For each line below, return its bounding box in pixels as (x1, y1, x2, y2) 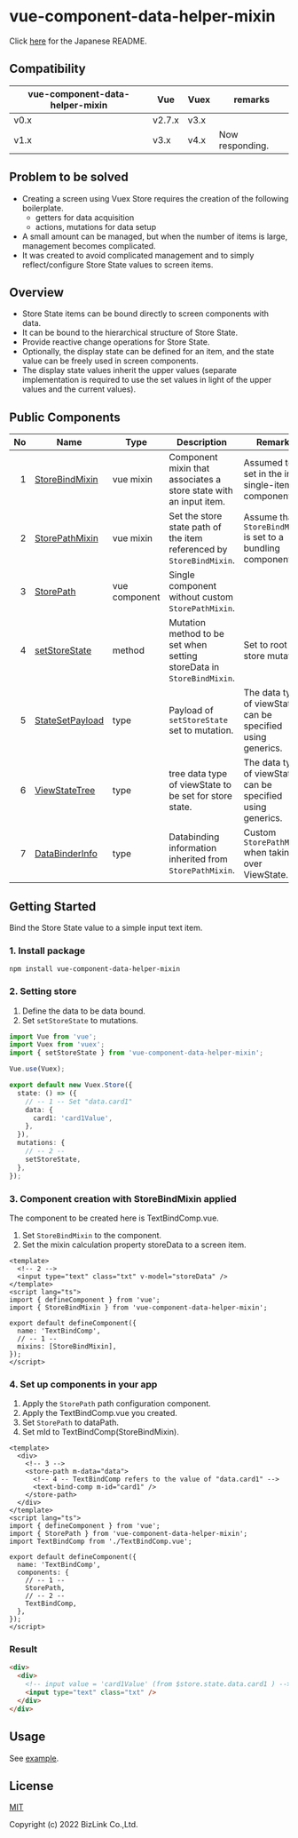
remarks (233, 93, 271, 106)
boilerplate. (21, 203, 64, 213)
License (9, 1778, 54, 1794)
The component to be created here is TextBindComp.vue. (9, 1213, 219, 1223)
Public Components (9, 410, 122, 425)
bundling (243, 542, 281, 554)
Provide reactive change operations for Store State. (21, 337, 210, 347)
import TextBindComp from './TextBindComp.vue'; (9, 1537, 192, 1547)
